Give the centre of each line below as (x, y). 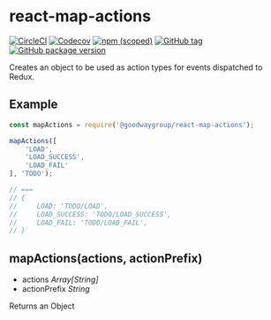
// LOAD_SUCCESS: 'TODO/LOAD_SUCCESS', (90, 214)
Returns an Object (42, 306)
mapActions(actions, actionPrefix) (106, 258)
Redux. (22, 76)
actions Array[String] (60, 279)
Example (34, 105)
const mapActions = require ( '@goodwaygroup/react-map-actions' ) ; (132, 125)
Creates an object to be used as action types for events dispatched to (136, 67)
